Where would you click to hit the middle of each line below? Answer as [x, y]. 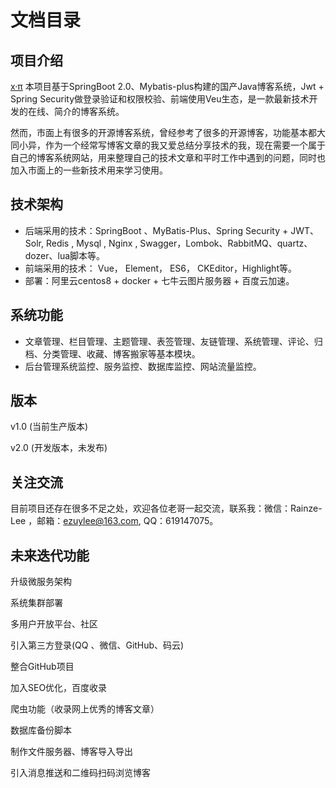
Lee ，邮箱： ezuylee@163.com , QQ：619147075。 [114, 521]
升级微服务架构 [41, 582]
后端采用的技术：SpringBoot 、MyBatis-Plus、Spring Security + [156, 230]
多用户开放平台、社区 [54, 624]
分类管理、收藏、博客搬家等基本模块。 [121, 353]
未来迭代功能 [50, 555]
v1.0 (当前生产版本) [49, 427]
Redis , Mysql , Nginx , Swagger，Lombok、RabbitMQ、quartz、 [179, 243]
